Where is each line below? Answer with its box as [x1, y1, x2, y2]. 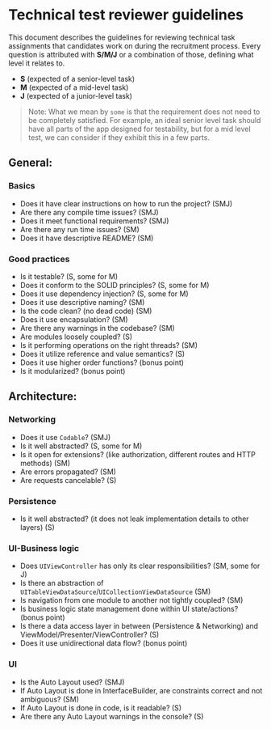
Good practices [8, 253, 70, 265]
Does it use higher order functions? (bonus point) [19, 358, 184, 367]
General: [8, 156, 53, 170]
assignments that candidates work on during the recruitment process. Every [8, 40, 261, 50]
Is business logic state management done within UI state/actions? [19, 604, 239, 614]
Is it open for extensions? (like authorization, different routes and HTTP [19, 449, 256, 459]
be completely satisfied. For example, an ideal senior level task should [27, 115, 261, 125]
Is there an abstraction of [19, 579, 104, 588]
